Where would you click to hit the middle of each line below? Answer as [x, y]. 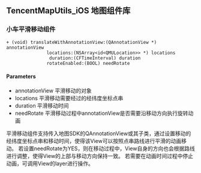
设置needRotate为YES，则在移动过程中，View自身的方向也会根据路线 [109, 148]
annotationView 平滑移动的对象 [53, 90]
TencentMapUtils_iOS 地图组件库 [68, 11]
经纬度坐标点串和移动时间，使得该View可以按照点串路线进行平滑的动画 [94, 141]
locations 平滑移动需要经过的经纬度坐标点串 [69, 98]
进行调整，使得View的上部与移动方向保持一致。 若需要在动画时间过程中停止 [100, 156]
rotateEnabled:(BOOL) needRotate [88, 63]
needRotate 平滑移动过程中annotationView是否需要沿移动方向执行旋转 [101, 113]
